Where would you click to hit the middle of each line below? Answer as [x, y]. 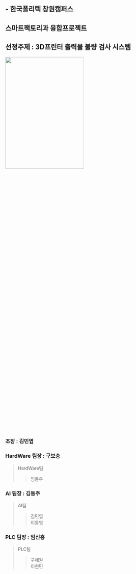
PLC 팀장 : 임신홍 [25, 537]
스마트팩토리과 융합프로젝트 [46, 28]
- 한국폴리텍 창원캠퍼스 [39, 9]
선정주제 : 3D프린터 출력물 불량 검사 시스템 [68, 47]
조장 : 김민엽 [20, 441]
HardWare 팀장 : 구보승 [33, 456]
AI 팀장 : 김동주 [23, 493]
